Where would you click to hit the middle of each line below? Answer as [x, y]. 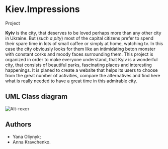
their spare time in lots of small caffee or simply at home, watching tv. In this [84, 43]
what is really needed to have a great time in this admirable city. [71, 81]
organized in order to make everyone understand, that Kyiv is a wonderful [81, 59]
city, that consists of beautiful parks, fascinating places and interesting [78, 65]
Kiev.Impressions [43, 9]
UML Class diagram [36, 97]
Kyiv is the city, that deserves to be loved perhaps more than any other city [83, 33]
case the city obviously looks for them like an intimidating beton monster [80, 49]
